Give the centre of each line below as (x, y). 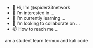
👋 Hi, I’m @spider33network (41, 8)
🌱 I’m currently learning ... (39, 18)
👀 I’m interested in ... (33, 13)
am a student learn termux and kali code (46, 41)
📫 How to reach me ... (35, 29)
